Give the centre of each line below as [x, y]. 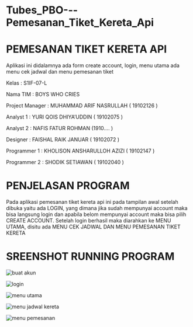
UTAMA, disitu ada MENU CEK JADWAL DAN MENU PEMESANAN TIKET [94, 227]
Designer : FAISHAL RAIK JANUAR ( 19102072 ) [63, 140]
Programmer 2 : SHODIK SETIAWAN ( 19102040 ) [65, 162]
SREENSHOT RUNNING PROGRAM [90, 257]
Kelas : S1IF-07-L [27, 83]
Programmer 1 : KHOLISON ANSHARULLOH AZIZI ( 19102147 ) [80, 151]
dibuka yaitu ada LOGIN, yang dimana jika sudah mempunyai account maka [97, 208]
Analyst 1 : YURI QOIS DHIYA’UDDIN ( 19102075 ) [65, 117]
